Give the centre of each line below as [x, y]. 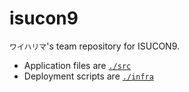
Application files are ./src [77, 65]
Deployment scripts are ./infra [88, 76]
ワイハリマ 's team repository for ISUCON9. [95, 46]
